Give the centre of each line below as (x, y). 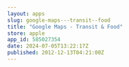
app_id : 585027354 (34, 40)
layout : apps (26, 14)
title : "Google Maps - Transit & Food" (65, 27)
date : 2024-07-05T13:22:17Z (48, 46)
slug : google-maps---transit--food (59, 20)
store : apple (26, 33)
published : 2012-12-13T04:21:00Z (56, 53)
